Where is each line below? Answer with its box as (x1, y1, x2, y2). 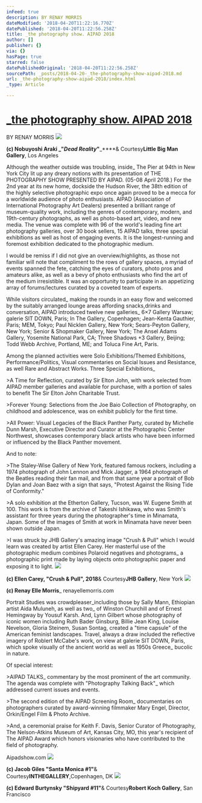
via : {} (6, 48, 26, 54)
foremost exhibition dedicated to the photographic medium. (6, 240, 154, 247)
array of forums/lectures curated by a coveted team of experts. (6, 284, 163, 291)
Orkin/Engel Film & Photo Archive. (6, 710, 90, 717)
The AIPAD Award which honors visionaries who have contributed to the (6, 735, 185, 742)
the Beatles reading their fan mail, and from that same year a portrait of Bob (6, 474, 195, 482)
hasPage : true (6, 54, 42, 60)
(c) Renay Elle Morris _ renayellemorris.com (6, 587, 115, 594)
